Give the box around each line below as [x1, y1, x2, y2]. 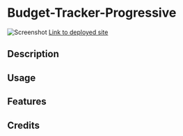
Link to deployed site [48, 28, 109, 36]
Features [7, 96, 47, 107]
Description [7, 48, 59, 60]
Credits [7, 119, 40, 131]
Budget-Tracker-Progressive [7, 5, 177, 21]
